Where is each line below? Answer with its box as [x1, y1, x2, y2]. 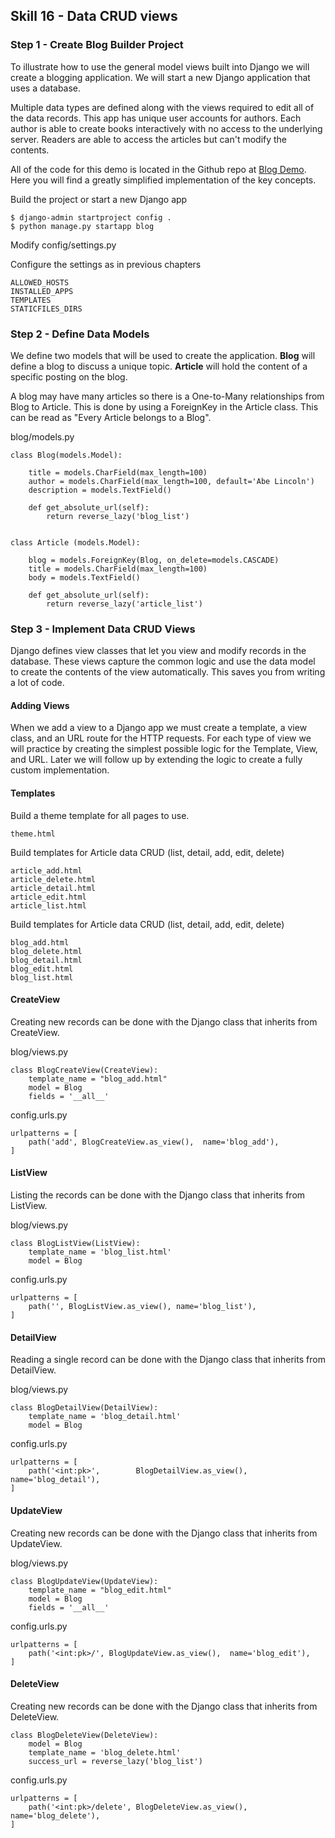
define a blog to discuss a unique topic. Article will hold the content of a [10, 360, 308, 372]
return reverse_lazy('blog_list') [46, 511, 190, 521]
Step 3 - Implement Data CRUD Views [10, 622, 196, 636]
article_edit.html [10, 892, 87, 902]
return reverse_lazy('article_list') [46, 599, 203, 609]
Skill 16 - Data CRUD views [10, 8, 178, 25]
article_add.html [10, 865, 83, 876]
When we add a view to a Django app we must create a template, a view [10, 722, 308, 734]
